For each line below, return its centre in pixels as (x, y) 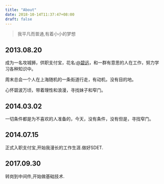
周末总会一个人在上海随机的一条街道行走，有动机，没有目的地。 (71, 79)
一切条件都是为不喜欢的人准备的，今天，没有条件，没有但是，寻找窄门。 (79, 119)
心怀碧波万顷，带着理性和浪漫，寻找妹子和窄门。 (55, 90)
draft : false (19, 19)
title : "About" (21, 10)
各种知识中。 (22, 69)
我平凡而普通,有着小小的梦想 (46, 34)
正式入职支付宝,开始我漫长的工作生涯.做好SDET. (54, 147)
